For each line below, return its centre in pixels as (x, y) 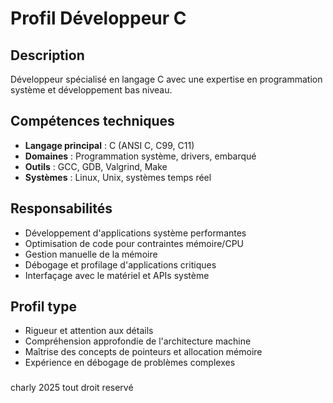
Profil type (43, 307)
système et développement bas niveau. (91, 90)
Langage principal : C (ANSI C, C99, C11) (109, 145)
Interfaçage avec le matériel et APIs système (117, 275)
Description (47, 55)
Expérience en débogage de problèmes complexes (130, 363)
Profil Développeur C (98, 18)
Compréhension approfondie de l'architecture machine (138, 341)
